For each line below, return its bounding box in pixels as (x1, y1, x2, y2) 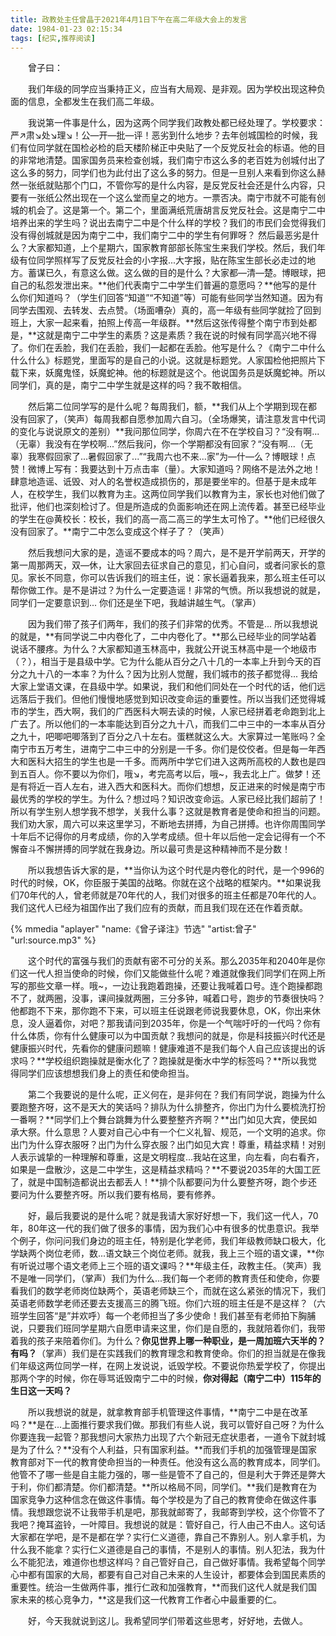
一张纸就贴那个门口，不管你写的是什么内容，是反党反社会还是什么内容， (18, 179, 317, 191)
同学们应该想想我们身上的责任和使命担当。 (18, 1067, 195, 1080)
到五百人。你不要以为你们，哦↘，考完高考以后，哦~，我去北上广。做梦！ (10, 768, 313, 780)
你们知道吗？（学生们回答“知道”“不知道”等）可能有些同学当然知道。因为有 (18, 292, 324, 304)
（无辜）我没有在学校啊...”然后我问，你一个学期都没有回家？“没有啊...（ (10, 438, 305, 450)
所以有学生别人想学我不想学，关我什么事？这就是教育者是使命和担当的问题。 (10, 806, 326, 818)
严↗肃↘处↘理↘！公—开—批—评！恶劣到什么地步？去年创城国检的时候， (10, 129, 310, 141)
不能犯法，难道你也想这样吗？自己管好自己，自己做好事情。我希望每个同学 (18, 1556, 326, 1568)
